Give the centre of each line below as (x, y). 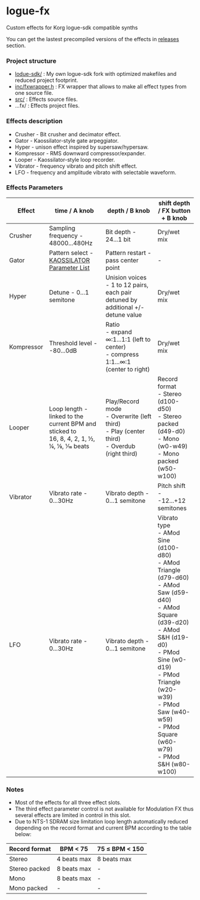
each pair (118, 292)
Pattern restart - (128, 253)
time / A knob (74, 210)
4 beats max (74, 859)
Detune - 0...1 (69, 292)
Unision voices (126, 277)
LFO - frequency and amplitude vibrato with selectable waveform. (96, 172)
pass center (122, 260)
